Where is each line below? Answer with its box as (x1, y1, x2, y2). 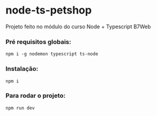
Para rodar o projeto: (5, 92, 66, 100)
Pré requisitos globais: (5, 38, 71, 46)
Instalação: (5, 65, 39, 73)
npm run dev (5, 105, 35, 111)
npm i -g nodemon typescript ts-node (5, 51, 99, 57)
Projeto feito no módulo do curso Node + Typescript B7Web (5, 23, 151, 30)
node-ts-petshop (5, 4, 92, 17)
